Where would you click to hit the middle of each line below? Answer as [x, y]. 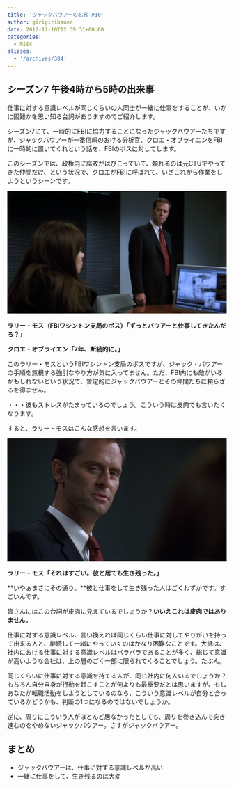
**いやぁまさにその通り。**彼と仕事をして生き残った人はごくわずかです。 [114, 587]
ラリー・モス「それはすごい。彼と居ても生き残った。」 [85, 573]
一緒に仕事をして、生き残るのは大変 [69, 776]
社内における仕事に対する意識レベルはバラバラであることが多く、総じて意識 [117, 652]
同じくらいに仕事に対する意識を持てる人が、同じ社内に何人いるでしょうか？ [117, 676]
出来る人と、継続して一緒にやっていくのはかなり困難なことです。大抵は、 [119, 643]
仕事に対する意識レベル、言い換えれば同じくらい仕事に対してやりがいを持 [114, 635]
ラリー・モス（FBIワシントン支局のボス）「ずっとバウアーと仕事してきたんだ [117, 325]
